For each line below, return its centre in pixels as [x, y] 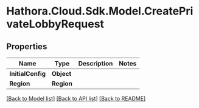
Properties [27, 46]
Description [96, 63]
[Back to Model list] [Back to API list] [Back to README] [76, 99]
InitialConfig [28, 74]
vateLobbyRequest [55, 24]
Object [61, 74]
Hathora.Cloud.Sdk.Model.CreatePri [100, 11]
